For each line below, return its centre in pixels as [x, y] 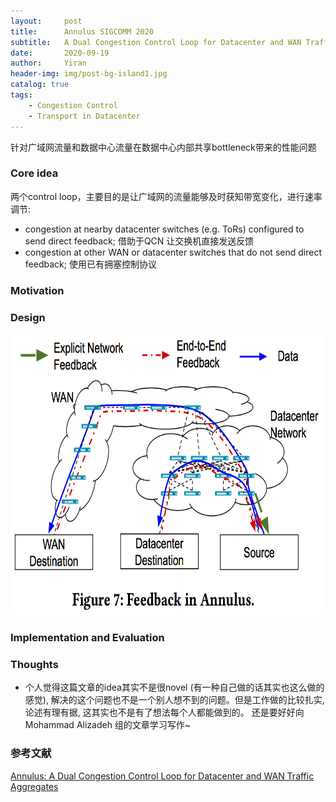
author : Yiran [48, 63]
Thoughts [34, 664]
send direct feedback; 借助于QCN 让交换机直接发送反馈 [139, 241]
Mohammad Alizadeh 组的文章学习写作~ [108, 725]
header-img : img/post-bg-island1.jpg [89, 74]
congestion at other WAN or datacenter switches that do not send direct [173, 252]
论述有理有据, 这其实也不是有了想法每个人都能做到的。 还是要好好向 [164, 712]
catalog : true [40, 85]
